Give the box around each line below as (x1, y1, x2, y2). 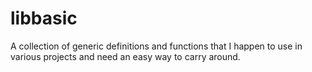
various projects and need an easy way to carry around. (10, 50, 241, 62)
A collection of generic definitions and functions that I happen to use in (10, 40, 303, 52)
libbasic (10, 7, 78, 30)
